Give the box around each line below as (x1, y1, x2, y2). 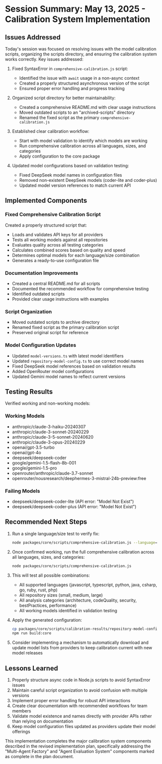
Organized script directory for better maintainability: (12, 95, 116, 101)
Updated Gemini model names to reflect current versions (12, 373, 126, 379)
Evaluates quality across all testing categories (12, 242, 103, 248)
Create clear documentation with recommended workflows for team (12, 703, 147, 709)
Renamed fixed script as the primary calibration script (12, 324, 119, 330)
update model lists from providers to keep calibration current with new (12, 645, 152, 651)
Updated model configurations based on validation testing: (12, 163, 129, 168)
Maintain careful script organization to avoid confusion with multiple (12, 687, 147, 693)
